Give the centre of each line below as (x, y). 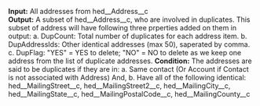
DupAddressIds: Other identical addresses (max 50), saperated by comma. (129, 44)
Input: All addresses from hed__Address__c (78, 11)
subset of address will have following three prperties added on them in (123, 28)
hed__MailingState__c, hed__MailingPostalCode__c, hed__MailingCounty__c (129, 94)
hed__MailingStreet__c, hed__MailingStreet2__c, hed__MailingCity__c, (119, 86)
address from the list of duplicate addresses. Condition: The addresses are (130, 61)
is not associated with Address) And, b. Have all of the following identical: (127, 78)
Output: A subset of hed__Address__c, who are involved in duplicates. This (129, 19)
